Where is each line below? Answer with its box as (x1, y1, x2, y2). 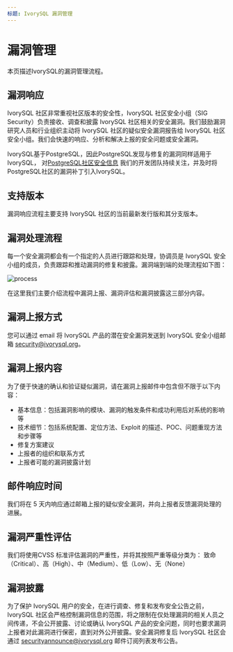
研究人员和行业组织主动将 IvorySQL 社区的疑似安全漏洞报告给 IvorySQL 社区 (7, 126, 226, 135)
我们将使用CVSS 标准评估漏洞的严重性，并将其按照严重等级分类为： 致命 (7, 551, 216, 559)
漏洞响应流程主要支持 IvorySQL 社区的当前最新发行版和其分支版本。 (7, 210, 202, 218)
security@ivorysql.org (15, 340, 79, 348)
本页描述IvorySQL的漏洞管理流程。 (7, 67, 107, 75)
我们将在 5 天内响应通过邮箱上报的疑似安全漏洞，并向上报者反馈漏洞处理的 (7, 500, 222, 508)
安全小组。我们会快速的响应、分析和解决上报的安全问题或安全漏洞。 (7, 135, 202, 144)
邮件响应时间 (7, 480, 63, 492)
